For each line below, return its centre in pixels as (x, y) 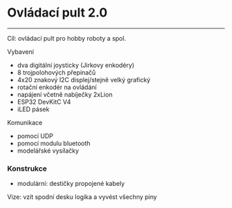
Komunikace (25, 122)
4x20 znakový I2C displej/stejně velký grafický (84, 79)
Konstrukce (27, 169)
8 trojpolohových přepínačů (56, 72)
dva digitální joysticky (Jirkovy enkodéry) (76, 65)
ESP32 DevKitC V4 (44, 102)
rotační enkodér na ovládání (57, 87)
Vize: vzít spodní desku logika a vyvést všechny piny (82, 197)
